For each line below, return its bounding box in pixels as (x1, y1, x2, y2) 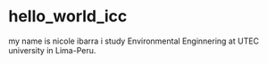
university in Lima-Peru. (8, 44, 96, 55)
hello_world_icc (8, 6, 128, 27)
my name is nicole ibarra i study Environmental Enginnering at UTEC (8, 36, 260, 46)
